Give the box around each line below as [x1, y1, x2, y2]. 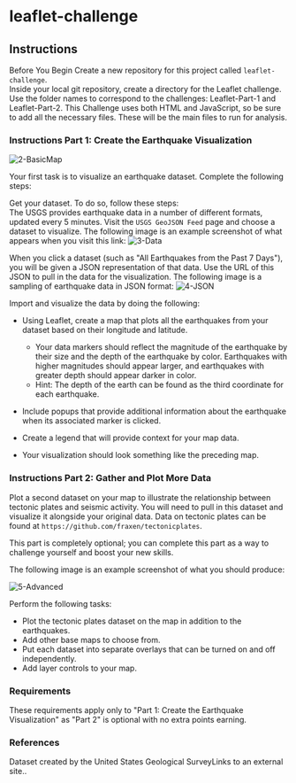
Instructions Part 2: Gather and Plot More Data [9, 472, 212, 485]
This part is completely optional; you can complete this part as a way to [9, 538, 269, 548]
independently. [21, 653, 77, 663]
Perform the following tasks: [9, 598, 112, 609]
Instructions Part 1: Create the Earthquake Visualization [9, 134, 253, 146]
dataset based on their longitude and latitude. [21, 325, 188, 336]
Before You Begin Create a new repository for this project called [9, 65, 242, 75]
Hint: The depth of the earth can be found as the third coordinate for [34, 379, 285, 391]
